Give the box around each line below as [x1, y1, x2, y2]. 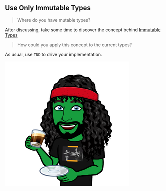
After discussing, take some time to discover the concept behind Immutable [5, 27, 161, 33]
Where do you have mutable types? [17, 17, 91, 23]
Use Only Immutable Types [5, 4, 91, 12]
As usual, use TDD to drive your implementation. [5, 51, 102, 57]
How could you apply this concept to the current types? [17, 42, 132, 48]
